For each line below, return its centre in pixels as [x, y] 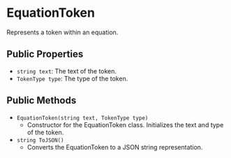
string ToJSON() [40, 140]
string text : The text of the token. [66, 71]
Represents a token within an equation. [62, 32]
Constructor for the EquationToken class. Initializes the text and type [125, 124]
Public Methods [42, 100]
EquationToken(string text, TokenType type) [82, 118]
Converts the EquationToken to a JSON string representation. [115, 147]
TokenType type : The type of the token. [72, 78]
